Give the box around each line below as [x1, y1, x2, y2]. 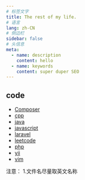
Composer [14, 106, 40, 113]
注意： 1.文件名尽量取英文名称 [6, 168, 77, 175]
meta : [6, 47, 19, 53]
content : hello [16, 57, 54, 63]
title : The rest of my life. [6, 14, 77, 20]
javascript [14, 124, 38, 132]
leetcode [14, 137, 36, 144]
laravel [14, 131, 31, 138]
